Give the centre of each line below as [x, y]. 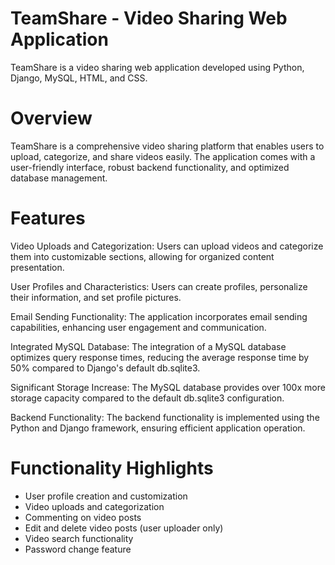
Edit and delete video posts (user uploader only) [124, 528]
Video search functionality [79, 538]
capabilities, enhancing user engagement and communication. [138, 327]
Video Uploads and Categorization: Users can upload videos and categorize [167, 246]
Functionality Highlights [112, 468]
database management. [59, 178]
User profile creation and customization [106, 496]
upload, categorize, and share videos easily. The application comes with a [163, 156]
